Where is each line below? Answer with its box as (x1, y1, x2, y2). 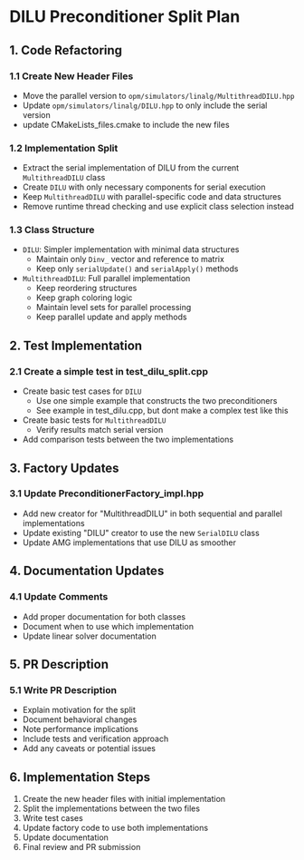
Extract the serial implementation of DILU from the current (22, 162, 240, 173)
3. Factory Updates (9, 460, 119, 475)
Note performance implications (22, 724, 138, 735)
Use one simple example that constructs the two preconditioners (35, 396, 278, 406)
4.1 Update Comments (9, 591, 109, 603)
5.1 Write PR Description (9, 683, 118, 696)
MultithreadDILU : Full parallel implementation (22, 273, 191, 284)
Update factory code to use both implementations (22, 823, 209, 834)
